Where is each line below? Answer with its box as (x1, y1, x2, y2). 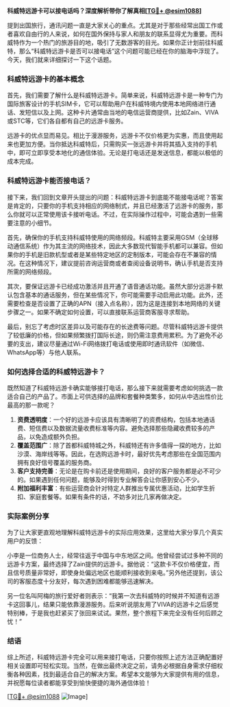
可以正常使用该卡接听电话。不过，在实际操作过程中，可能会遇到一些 (25, 210, 217, 218)
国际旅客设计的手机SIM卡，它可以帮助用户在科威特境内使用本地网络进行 (7, 99, 210, 108)
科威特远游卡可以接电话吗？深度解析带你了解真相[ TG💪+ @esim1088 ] (7, 7, 202, 14)
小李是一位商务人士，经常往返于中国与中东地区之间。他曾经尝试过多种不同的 (7, 551, 223, 560)
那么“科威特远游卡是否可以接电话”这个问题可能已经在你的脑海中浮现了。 (18, 47, 222, 55)
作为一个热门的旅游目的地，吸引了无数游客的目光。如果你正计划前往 (18, 38, 211, 47)
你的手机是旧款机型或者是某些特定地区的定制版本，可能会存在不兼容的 (12, 250, 211, 259)
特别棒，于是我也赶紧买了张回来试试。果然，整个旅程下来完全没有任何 (7, 609, 205, 617)
